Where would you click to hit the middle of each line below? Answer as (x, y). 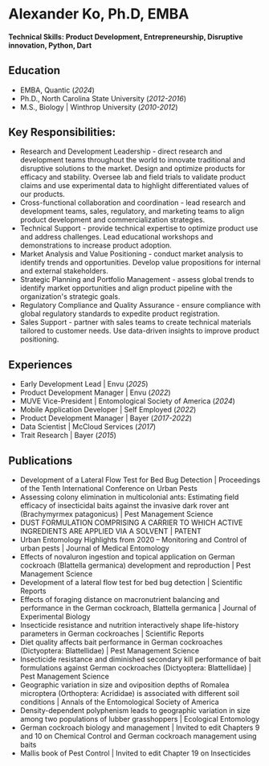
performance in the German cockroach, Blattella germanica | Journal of (138, 608)
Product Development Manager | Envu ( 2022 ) (95, 393)
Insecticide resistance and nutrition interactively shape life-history (129, 625)
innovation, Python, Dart (50, 45)
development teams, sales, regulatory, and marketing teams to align (132, 211)
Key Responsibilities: (62, 132)
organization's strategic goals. (70, 297)
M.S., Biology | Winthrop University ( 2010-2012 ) (99, 107)
